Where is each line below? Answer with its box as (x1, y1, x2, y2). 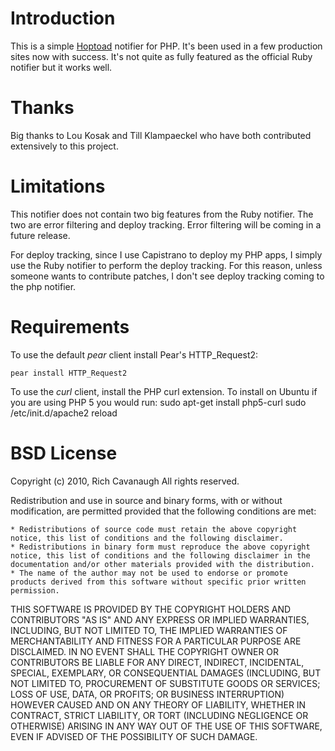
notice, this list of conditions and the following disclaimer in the (10, 550, 311, 561)
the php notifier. (10, 280, 77, 292)
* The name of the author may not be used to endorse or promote (10, 568, 288, 578)
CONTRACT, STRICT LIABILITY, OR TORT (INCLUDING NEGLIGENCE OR (10, 709, 309, 721)
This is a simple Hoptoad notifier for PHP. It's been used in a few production (10, 40, 323, 52)
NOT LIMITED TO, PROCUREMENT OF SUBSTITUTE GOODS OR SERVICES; (10, 677, 321, 689)
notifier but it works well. (10, 61, 113, 73)
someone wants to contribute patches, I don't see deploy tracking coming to (10, 270, 325, 282)
